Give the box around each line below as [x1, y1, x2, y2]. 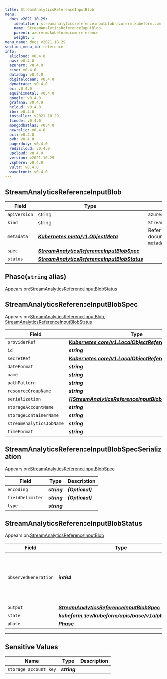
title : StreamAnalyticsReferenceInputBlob [5, 7, 94, 12]
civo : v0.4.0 [9, 68, 37, 73]
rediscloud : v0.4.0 [9, 146, 50, 151]
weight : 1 [14, 35, 35, 40]
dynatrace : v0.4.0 [9, 81, 48, 86]
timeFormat [7, 429, 33, 434]
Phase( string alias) [5, 272, 66, 281]
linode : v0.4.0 [9, 118, 41, 123]
